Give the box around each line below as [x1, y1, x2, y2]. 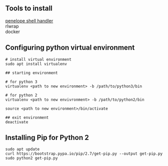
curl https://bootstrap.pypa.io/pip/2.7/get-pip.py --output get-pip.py [5, 151, 163, 156]
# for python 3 [5, 79, 38, 84]
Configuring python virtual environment [5, 43, 135, 52]
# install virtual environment [5, 57, 72, 62]
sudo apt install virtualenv [5, 61, 67, 66]
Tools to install [5, 4, 52, 13]
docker [5, 28, 20, 35]
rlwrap [5, 23, 19, 29]
